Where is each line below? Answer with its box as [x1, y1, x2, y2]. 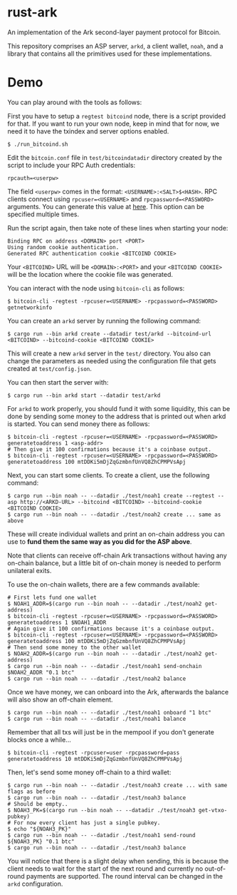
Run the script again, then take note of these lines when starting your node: [7, 223, 228, 232]
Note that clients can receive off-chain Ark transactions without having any [7, 551, 227, 560]
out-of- [204, 864, 226, 873]
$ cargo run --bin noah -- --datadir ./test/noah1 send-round [7, 831, 196, 839]
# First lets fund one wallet [7, 594, 98, 601]
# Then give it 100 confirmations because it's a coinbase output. [7, 445, 212, 453]
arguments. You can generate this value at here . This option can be [7, 202, 204, 211]
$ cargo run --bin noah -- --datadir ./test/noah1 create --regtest [7, 492, 215, 500]
